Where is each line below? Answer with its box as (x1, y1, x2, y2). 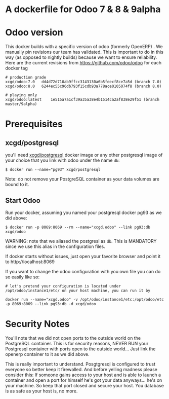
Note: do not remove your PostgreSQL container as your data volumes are (5, 176, 160, 182)
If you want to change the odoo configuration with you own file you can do (5, 268, 161, 274)
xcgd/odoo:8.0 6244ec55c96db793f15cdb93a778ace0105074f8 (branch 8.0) (5, 84, 162, 89)
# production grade (5, 75, 47, 80)
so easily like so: (5, 274, 39, 280)
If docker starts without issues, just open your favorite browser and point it (5, 253, 161, 259)
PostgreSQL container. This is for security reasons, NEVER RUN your (5, 340, 149, 346)
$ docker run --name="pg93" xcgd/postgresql (5, 167, 101, 172)
